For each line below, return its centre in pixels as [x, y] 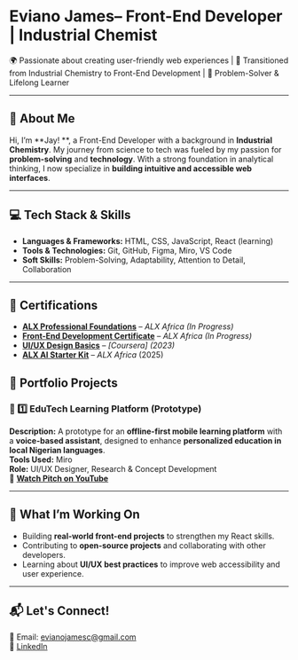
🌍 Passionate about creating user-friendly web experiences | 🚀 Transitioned [149, 60]
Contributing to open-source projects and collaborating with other [144, 545]
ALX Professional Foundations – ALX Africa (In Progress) [128, 326]
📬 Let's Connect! [59, 611]
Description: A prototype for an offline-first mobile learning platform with [146, 431]
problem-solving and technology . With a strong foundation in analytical [141, 159]
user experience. [53, 573]
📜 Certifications [54, 305]
